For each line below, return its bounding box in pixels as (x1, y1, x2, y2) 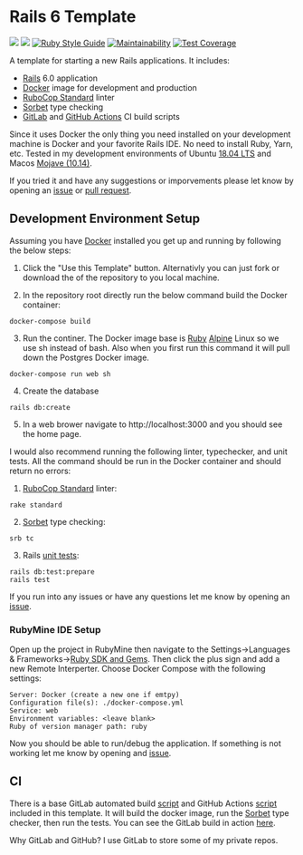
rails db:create (9, 403, 71, 412)
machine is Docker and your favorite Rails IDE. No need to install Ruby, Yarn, (9, 138, 294, 149)
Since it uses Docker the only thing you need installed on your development (9, 129, 291, 140)
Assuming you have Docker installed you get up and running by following (9, 235, 282, 246)
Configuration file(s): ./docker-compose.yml (9, 698, 184, 708)
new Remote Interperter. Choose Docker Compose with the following (9, 664, 266, 675)
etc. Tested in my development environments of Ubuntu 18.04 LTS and (9, 148, 271, 159)
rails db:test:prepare (9, 567, 95, 577)
